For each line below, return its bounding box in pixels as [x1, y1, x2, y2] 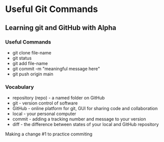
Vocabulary [5, 83, 34, 90]
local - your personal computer [12, 111, 76, 117]
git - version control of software [12, 100, 78, 106]
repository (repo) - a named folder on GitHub [12, 95, 105, 101]
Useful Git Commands [5, 3, 98, 15]
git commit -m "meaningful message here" [12, 65, 100, 71]
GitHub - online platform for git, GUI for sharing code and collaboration [12, 105, 158, 111]
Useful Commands [5, 38, 51, 45]
